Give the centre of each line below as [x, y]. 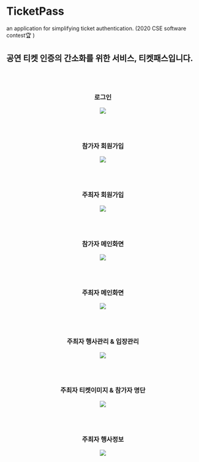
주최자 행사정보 [103, 439]
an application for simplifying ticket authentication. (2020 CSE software [96, 28]
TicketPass [35, 11]
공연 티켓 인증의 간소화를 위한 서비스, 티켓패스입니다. [100, 59]
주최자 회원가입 [103, 195]
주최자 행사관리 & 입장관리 [103, 342]
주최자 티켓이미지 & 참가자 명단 [103, 390]
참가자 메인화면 [103, 244]
